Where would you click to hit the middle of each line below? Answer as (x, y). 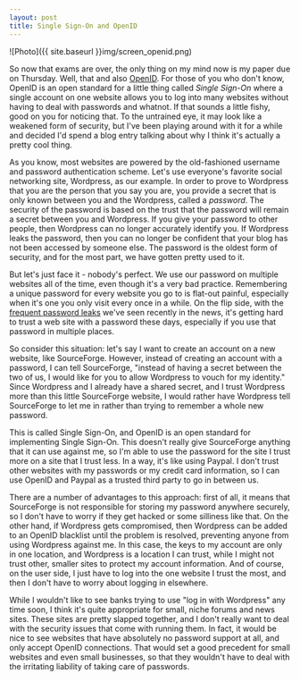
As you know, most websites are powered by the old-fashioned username (145, 162)
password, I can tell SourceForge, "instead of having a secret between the (146, 367)
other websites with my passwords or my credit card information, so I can (145, 470)
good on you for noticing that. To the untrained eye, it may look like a (136, 116)
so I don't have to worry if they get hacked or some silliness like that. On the (149, 516)
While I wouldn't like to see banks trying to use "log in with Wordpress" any (147, 600)
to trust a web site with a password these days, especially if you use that (143, 322)
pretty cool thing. (41, 145)
